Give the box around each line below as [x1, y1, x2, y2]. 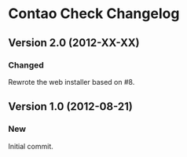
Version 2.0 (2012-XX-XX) [8, 36, 140, 49]
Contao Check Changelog [8, 5, 180, 23]
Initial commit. [8, 141, 53, 151]
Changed [8, 60, 45, 71]
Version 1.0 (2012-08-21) [8, 100, 134, 114]
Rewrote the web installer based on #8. [8, 77, 135, 86]
